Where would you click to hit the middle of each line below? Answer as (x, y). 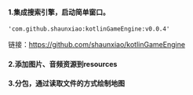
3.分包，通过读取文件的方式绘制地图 (67, 83)
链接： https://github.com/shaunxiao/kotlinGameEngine (97, 45)
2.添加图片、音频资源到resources (63, 64)
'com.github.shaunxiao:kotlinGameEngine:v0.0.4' (89, 29)
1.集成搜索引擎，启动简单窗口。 (59, 12)
